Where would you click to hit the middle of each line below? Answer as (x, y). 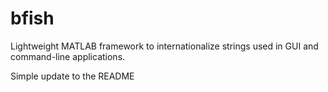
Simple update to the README (72, 76)
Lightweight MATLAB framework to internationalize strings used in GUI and (164, 46)
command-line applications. (68, 56)
